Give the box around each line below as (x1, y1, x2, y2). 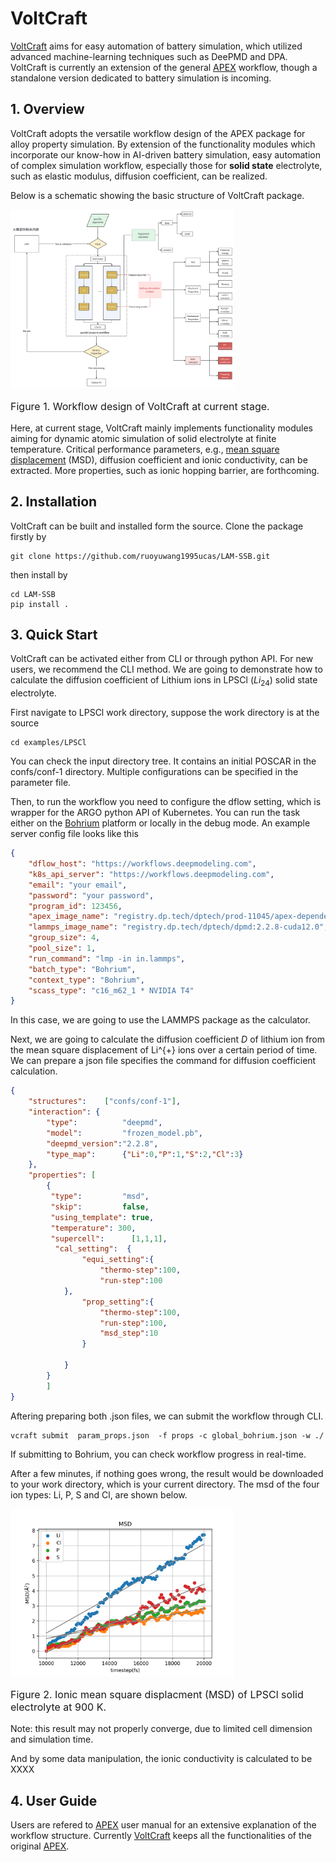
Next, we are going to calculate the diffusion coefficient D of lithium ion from (10, 1033, 326, 1046)
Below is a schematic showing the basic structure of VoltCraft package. (10, 189, 305, 201)
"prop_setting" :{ (81, 1297, 155, 1307)
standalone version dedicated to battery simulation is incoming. (10, 72, 272, 84)
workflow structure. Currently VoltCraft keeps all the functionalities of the (10, 1830, 312, 1842)
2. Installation (10, 493, 98, 511)
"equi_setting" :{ (81, 1255, 155, 1265)
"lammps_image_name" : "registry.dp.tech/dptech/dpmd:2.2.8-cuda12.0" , (28, 922, 329, 932)
